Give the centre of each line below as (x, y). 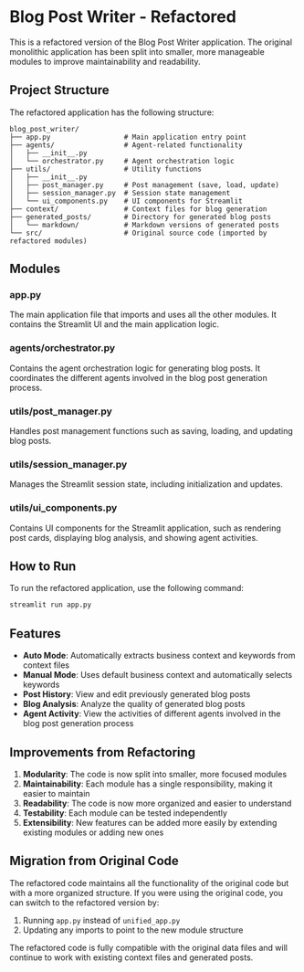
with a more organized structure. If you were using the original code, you (146, 893)
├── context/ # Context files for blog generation (138, 209)
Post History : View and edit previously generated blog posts (136, 694)
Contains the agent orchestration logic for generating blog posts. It (135, 368)
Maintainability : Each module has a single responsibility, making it (147, 784)
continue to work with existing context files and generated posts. (131, 957)
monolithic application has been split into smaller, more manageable (137, 51)
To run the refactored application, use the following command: (127, 588)
